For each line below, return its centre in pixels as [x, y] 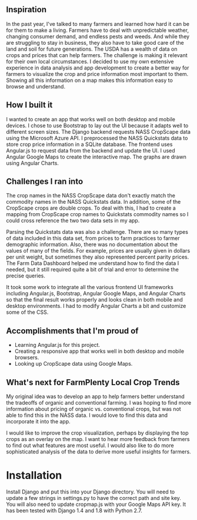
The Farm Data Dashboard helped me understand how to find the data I [93, 263]
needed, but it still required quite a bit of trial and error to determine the [93, 270]
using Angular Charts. [32, 163]
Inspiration [26, 10]
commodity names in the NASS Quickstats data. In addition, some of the [94, 202]
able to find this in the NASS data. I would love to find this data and [87, 415]
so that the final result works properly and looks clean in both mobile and [95, 300]
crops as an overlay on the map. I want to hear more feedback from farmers [98, 439]
